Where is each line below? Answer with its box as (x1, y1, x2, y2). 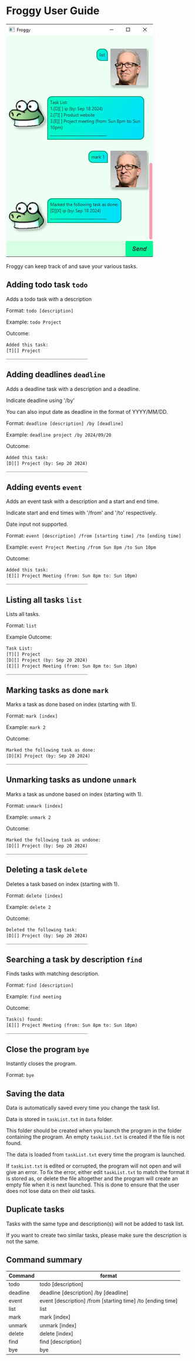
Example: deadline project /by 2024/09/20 (6, 431, 112, 438)
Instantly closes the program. (6, 1060, 77, 1067)
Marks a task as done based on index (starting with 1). (6, 701, 137, 708)
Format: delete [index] (6, 892, 63, 899)
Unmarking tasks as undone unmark (6, 775, 137, 785)
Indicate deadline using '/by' (6, 397, 75, 404)
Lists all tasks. (6, 611, 41, 618)
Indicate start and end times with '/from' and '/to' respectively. (6, 509, 157, 516)
